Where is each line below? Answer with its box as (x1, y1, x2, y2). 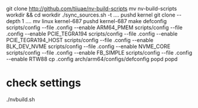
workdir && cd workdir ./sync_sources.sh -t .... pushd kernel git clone (6, 11, 175, 18)
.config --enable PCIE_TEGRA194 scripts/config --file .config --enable (6, 30, 178, 37)
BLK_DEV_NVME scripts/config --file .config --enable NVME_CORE (6, 43, 171, 50)
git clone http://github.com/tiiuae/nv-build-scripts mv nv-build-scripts (6, 5, 177, 12)
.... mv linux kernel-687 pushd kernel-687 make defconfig (25, 18, 167, 24)
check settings (6, 77, 81, 90)
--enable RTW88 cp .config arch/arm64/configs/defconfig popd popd (6, 56, 178, 62)
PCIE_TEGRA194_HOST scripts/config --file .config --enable (6, 37, 153, 43)
